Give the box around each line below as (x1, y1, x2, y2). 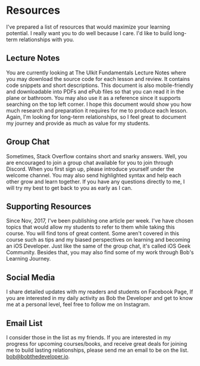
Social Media (6, 272, 55, 283)
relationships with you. (18, 36, 74, 43)
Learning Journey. (6, 255, 51, 262)
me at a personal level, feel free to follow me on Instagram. (6, 301, 151, 308)
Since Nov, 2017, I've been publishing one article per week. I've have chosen (6, 217, 194, 224)
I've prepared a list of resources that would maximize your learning (6, 23, 170, 30)
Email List (6, 318, 43, 328)
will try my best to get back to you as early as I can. (6, 184, 133, 191)
